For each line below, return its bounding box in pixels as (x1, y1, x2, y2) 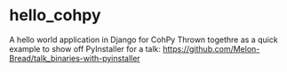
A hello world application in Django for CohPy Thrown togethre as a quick (9, 34, 278, 45)
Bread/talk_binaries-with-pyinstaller (9, 53, 140, 63)
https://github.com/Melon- (163, 43, 260, 54)
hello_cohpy (9, 5, 101, 25)
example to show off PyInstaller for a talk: (9, 43, 162, 54)
